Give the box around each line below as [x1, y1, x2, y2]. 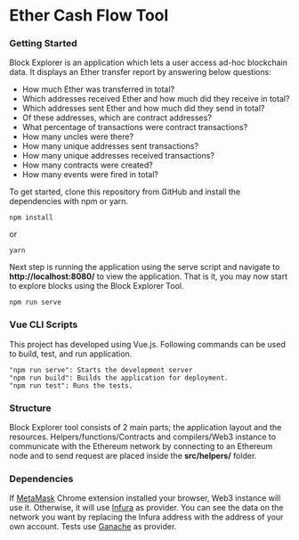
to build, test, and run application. [9, 348, 133, 359]
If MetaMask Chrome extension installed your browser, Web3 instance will [9, 493, 281, 503]
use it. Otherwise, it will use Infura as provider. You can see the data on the [9, 503, 284, 513]
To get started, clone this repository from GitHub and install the [9, 186, 241, 197]
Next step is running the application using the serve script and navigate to [9, 262, 280, 273]
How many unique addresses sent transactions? [21, 141, 198, 151]
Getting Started [9, 37, 77, 50]
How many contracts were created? [21, 160, 153, 170]
